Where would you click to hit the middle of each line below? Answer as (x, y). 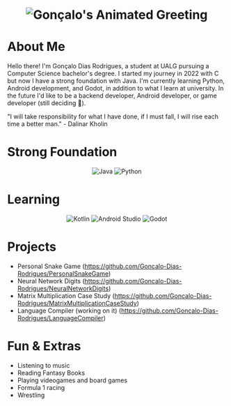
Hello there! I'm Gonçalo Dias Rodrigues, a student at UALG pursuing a (108, 66)
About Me (36, 47)
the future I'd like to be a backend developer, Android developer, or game (112, 96)
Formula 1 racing (41, 387)
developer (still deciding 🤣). (47, 103)
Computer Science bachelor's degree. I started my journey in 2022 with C (113, 74)
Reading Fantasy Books (51, 373)
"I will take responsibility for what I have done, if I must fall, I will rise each (113, 117)
